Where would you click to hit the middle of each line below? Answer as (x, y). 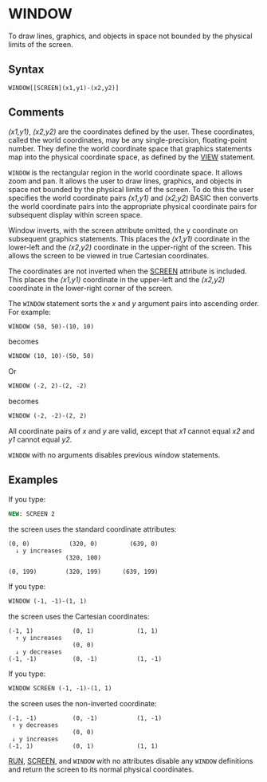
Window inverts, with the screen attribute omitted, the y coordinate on (123, 230)
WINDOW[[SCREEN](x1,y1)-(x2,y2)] (64, 88)
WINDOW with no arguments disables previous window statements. (114, 455)
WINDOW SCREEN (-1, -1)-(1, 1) (60, 688)
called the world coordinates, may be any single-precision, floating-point (128, 140)
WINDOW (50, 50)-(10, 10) (51, 326)
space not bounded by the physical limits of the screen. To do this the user (131, 189)
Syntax (26, 70)
